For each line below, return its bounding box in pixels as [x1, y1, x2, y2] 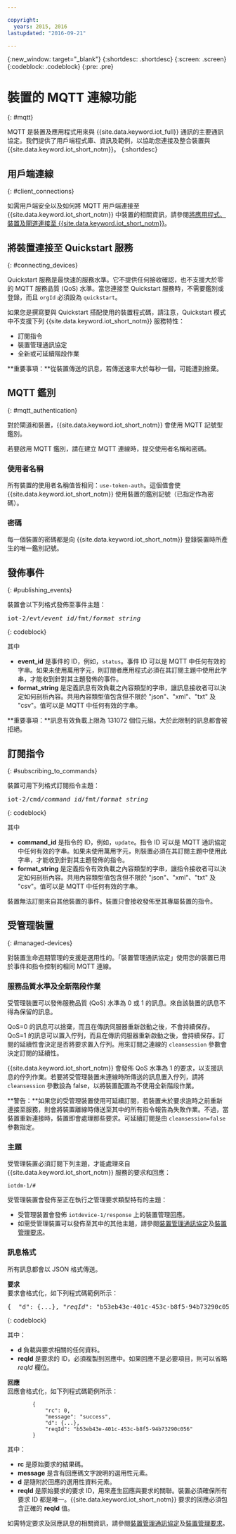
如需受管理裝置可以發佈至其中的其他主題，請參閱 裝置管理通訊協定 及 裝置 [17, 1219, 227, 1228]
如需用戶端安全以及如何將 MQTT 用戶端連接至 [7, 201, 140, 210]
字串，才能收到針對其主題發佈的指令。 [17, 855, 129, 863]
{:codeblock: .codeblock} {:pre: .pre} [7, 63, 114, 71]
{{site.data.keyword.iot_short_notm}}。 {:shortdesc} [7, 145, 158, 154]
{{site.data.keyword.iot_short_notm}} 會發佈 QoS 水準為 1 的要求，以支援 [7, 1064, 218, 1073]
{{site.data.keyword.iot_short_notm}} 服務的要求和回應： [7, 1168, 171, 1177]
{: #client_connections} [7, 187, 75, 196]
